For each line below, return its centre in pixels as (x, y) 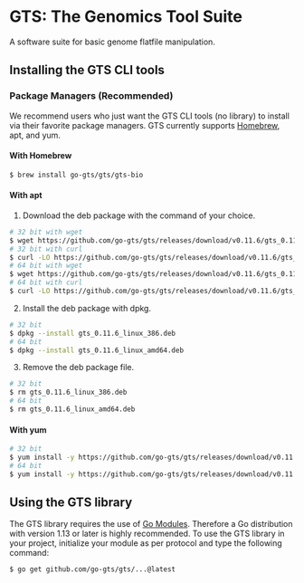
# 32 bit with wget (46, 232)
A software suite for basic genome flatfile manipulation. (112, 42)
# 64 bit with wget (46, 266)
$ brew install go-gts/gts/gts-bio (76, 175)
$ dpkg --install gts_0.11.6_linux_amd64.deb (96, 350)
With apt (26, 196)
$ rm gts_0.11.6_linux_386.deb (68, 392)
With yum (28, 430)
